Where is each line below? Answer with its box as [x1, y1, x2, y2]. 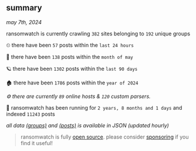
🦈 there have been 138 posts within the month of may [6, 53, 133, 60]
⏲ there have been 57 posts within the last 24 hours [6, 41, 134, 48]
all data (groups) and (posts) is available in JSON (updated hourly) [6, 122, 169, 129]
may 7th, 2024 [6, 18, 42, 25]
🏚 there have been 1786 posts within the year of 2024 [6, 79, 139, 86]
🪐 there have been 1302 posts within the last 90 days [6, 65, 138, 72]
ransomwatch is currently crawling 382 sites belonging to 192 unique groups [6, 30, 191, 37]
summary [6, 3, 43, 13]
